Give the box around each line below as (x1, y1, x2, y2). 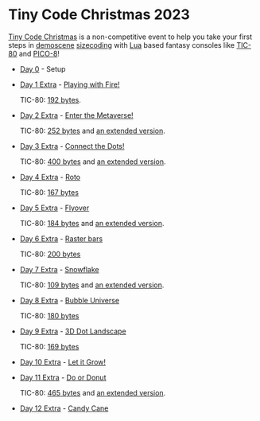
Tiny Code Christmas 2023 (8, 6, 191, 24)
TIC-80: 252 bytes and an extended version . (19, 126, 165, 135)
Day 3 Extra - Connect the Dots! (19, 141, 125, 150)
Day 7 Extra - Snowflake (19, 264, 99, 274)
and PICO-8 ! (18, 49, 60, 58)
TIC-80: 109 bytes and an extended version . (19, 280, 165, 290)
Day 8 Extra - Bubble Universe (19, 295, 120, 305)
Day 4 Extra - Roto (19, 172, 81, 181)
